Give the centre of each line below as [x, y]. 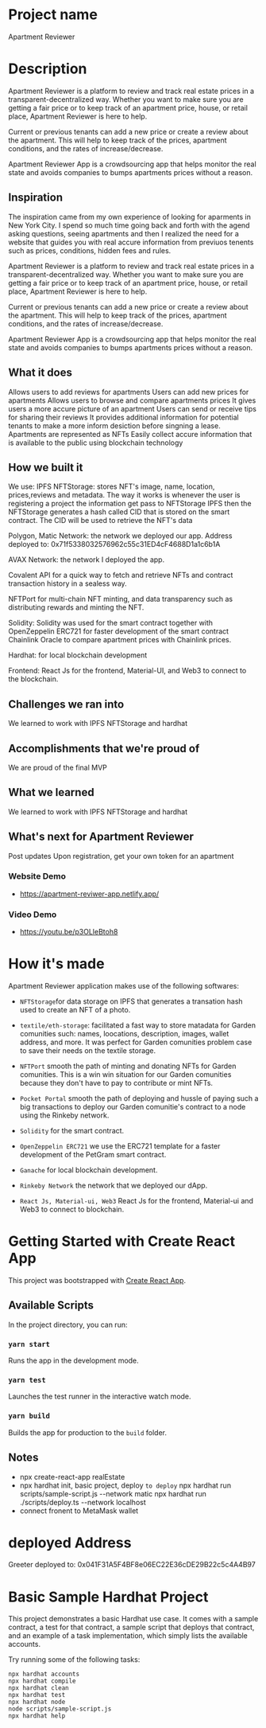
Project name [53, 15]
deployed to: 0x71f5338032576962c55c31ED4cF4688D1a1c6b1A [114, 544]
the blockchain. [33, 679]
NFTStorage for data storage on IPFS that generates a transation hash [131, 1001]
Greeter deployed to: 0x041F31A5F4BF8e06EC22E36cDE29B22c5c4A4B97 [132, 1565]
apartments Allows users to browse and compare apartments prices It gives [132, 400]
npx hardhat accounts [44, 1674]
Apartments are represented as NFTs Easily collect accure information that [130, 434]
